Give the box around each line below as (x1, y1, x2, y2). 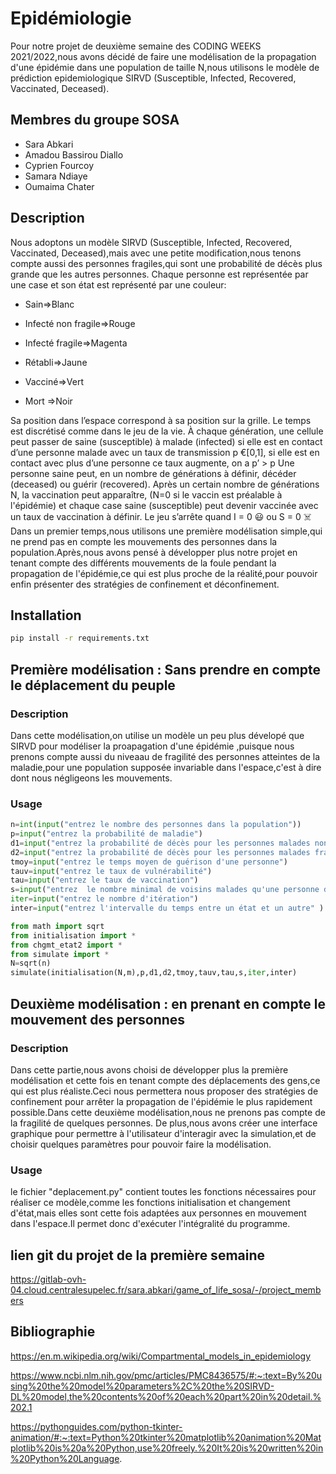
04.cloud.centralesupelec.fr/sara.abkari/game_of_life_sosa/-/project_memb (10, 1284, 322, 1296)
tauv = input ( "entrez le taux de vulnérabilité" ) (10, 866, 213, 876)
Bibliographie (10, 1323, 96, 1341)
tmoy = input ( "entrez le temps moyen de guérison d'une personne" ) (10, 857, 288, 867)
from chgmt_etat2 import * (10, 940, 123, 950)
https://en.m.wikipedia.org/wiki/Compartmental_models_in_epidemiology (10, 1350, 312, 1362)
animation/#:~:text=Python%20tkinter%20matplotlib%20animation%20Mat (10, 1431, 322, 1443)
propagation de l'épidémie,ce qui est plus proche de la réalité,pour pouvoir (10, 567, 318, 579)
